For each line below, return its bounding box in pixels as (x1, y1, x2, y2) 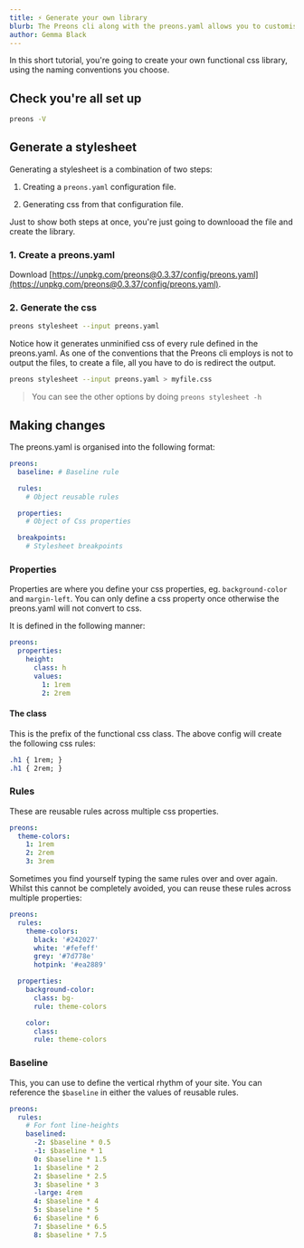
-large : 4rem (33, 1188, 83, 1197)
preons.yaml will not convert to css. (9, 603, 142, 614)
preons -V (9, 115, 47, 124)
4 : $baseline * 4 (33, 1196, 100, 1206)
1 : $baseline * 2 (33, 1163, 100, 1172)
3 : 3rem (25, 857, 54, 866)
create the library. (9, 225, 75, 236)
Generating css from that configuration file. (22, 198, 184, 209)
